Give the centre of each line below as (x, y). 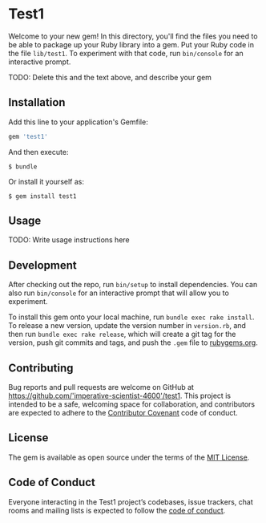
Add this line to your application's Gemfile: (78, 122)
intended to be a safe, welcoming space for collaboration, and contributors (131, 404)
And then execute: (38, 152)
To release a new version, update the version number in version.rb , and (127, 326)
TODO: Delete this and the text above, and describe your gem (110, 77)
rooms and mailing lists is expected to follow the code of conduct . (117, 510)
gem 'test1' (28, 136)
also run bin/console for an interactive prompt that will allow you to (119, 293)
